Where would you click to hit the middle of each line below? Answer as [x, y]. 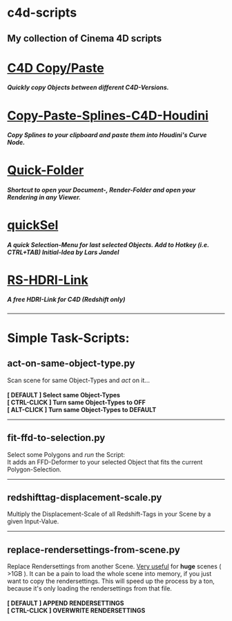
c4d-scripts [42, 13]
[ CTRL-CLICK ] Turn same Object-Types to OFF [77, 402]
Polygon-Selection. [35, 469]
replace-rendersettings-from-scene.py [94, 549]
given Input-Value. [33, 521]
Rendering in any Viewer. [44, 197]
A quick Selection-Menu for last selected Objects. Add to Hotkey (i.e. [108, 244]
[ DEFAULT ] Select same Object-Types [64, 395]
